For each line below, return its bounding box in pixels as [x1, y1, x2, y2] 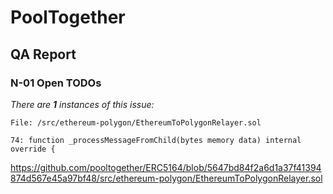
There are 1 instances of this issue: [10, 98, 155, 110]
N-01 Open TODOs [10, 76, 102, 90]
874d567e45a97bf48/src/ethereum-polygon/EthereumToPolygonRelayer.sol [10, 172, 323, 184]
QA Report [10, 46, 77, 63]
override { [10, 144, 56, 154]
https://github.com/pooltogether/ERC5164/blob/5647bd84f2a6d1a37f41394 [10, 161, 322, 173]
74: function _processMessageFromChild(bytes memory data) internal [10, 135, 302, 145]
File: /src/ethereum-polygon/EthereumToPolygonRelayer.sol [10, 117, 262, 128]
